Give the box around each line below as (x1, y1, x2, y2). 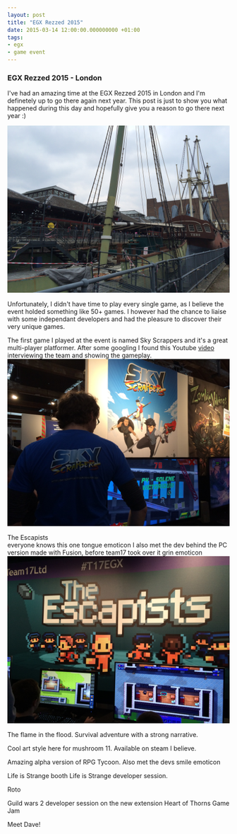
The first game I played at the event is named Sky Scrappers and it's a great (7, 336, 228, 344)
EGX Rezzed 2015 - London (7, 73, 102, 83)
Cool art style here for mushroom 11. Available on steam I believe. (7, 744, 197, 753)
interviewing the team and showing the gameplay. (7, 351, 152, 360)
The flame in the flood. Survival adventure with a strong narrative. (7, 731, 199, 739)
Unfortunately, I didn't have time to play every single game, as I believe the (7, 300, 224, 308)
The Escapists (7, 533, 49, 542)
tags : (7, 34, 23, 41)
